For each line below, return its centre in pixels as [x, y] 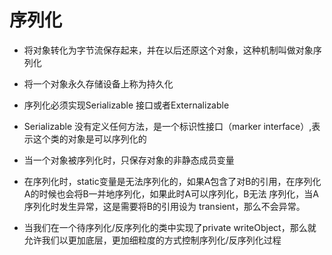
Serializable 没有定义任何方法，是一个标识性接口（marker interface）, [167, 126]
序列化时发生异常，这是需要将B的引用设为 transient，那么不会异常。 [164, 206]
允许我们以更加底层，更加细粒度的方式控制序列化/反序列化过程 [152, 240]
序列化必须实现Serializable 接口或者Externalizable [126, 105]
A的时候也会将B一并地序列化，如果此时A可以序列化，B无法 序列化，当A [171, 193]
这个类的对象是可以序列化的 [89, 138]
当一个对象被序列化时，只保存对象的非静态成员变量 [129, 160]
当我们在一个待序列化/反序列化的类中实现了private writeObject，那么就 [170, 227]
